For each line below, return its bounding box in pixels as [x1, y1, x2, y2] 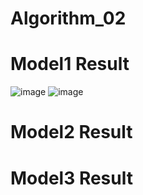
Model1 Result [10, 53, 130, 76]
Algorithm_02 [10, 7, 127, 30]
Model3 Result [10, 167, 133, 189]
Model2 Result [10, 121, 133, 144]
